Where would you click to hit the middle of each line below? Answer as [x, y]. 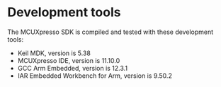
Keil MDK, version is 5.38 [54, 53]
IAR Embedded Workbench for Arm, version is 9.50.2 [95, 76]
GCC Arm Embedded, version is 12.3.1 [73, 68]
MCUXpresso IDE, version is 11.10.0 [69, 60]
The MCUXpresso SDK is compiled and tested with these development [110, 32]
